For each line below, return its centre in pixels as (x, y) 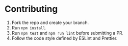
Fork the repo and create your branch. (50, 23)
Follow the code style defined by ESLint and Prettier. (64, 38)
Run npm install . (29, 27)
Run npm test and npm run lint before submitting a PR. (67, 33)
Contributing (31, 9)
